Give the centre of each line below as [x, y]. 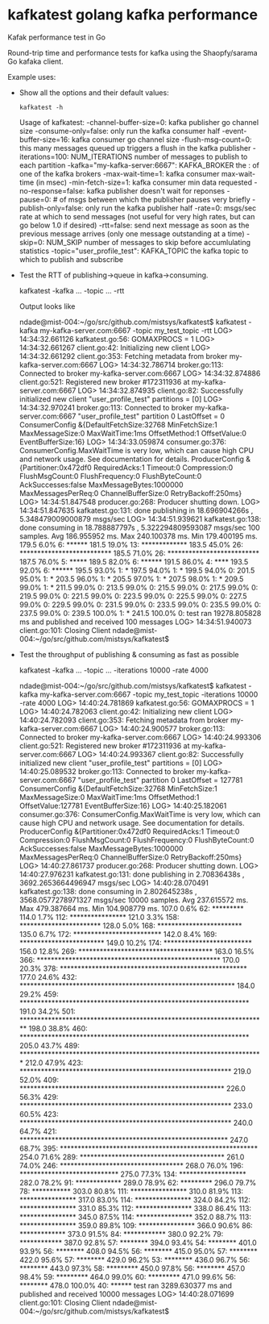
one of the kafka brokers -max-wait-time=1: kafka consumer [119, 173]
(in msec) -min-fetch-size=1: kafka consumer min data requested [144, 182]
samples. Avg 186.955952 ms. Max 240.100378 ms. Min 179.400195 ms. [139, 536]
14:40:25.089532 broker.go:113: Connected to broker [107, 771]
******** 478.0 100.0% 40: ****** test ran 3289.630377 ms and [126, 1285]
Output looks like [47, 306]
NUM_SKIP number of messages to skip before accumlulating [149, 242]
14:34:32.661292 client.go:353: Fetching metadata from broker [123, 356]
